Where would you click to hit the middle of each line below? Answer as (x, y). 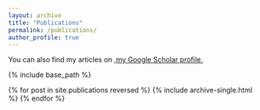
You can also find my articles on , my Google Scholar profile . (106, 60)
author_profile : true (44, 37)
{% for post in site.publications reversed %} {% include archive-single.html (130, 90)
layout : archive (35, 15)
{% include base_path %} (50, 75)
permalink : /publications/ (53, 30)
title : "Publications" (45, 23)
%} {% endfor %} (37, 98)
